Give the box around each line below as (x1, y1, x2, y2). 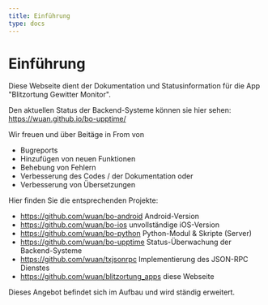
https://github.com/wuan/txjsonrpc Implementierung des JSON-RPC (19, 255, 249, 264)
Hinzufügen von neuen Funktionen (19, 154, 136, 164)
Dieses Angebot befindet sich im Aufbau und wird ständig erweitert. (8, 287, 236, 297)
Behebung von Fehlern (19, 163, 96, 173)
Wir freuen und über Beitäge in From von (8, 130, 144, 140)
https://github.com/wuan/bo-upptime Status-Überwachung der (19, 237, 232, 247)
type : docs (8, 19, 45, 28)
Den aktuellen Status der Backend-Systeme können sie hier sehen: (8, 105, 232, 115)
